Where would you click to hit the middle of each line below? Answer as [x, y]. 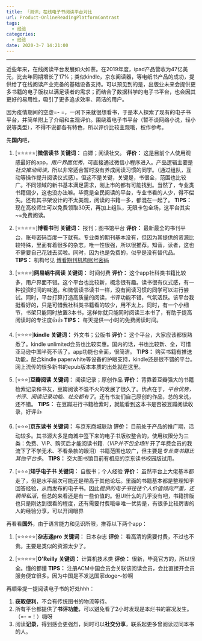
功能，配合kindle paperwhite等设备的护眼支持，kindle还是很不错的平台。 [105, 359]
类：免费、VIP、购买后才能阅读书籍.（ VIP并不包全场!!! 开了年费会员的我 [103, 443]
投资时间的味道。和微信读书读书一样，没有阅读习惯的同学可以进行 [102, 290]
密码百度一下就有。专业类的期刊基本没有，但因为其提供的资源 [112, 237]
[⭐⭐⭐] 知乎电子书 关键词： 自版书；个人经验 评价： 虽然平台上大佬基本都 [104, 471]
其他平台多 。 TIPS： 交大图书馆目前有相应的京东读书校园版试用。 [96, 458]
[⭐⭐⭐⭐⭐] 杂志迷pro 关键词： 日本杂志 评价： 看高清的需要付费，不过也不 [104, 536]
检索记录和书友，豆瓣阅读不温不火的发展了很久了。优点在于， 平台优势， [104, 389]
